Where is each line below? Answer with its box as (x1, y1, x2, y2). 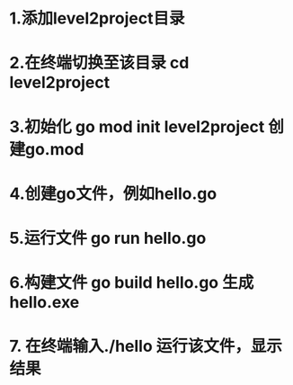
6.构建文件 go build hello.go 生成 (9, 273, 254, 293)
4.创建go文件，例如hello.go (9, 184, 218, 203)
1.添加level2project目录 (9, 8, 185, 29)
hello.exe (9, 292, 80, 313)
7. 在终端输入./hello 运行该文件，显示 (9, 336, 283, 356)
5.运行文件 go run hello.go (9, 228, 207, 248)
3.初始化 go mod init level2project (9, 116, 265, 137)
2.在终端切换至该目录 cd (9, 53, 190, 73)
